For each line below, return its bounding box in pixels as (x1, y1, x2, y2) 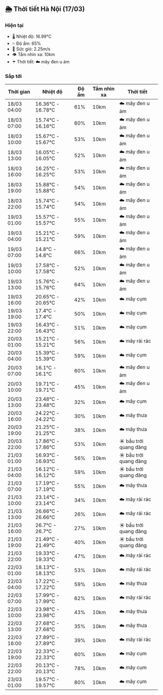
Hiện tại (5, 22, 24, 29)
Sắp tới (5, 73, 22, 79)
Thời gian (8, 88, 31, 95)
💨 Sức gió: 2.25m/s (12, 46, 50, 52)
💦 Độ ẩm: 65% (12, 40, 41, 46)
